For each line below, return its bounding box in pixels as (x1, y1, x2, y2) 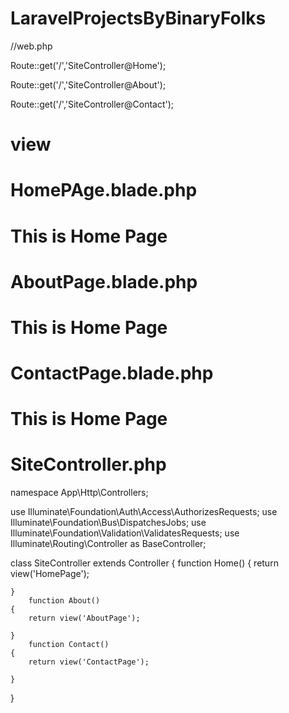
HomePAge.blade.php (10, 179, 198, 202)
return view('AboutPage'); (28, 613, 141, 624)
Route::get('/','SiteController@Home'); (10, 59, 167, 71)
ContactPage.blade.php (10, 362, 214, 385)
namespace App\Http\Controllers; (10, 487, 149, 499)
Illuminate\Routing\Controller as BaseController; (10, 538, 207, 550)
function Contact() (28, 640, 110, 650)
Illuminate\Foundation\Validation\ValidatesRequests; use (10, 527, 240, 539)
